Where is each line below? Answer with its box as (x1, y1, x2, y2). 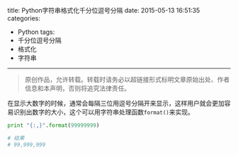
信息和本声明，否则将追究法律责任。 (24, 84, 131, 92)
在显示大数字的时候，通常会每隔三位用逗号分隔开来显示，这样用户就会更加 (7, 99, 225, 107)
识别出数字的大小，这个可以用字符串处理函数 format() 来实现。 (13, 108, 195, 116)
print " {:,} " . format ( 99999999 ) (7, 122, 100, 129)
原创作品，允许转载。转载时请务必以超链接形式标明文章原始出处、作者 (24, 75, 230, 83)
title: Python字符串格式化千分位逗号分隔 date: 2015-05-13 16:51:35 (7, 6, 200, 14)
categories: (7, 14, 40, 23)
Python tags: (17, 27, 55, 36)
